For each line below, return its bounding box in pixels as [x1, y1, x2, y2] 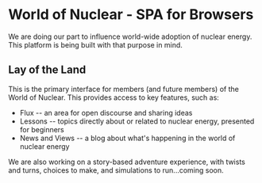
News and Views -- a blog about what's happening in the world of [19, 133, 236, 143]
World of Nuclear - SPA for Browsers [8, 6, 254, 24]
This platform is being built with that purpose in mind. [8, 40, 183, 49]
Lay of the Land [8, 63, 87, 77]
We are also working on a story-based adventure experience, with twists [8, 157, 246, 166]
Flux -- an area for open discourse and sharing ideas [19, 108, 193, 117]
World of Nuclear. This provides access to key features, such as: [8, 93, 220, 102]
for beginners [19, 124, 65, 134]
